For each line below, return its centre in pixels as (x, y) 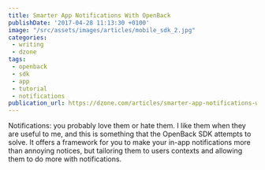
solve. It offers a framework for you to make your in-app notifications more (129, 142)
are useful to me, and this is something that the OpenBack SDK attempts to (130, 134)
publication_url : (37, 103)
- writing (28, 45)
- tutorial (29, 89)
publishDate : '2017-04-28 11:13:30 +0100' (79, 23)
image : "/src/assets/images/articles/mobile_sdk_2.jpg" (102, 30)
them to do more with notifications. (65, 159)
